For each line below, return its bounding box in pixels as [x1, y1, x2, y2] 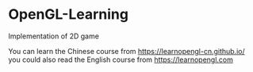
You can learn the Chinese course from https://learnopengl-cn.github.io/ [8, 46, 246, 56]
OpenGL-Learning [8, 5, 129, 23]
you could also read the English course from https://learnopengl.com [8, 55, 234, 64]
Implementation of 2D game [8, 31, 99, 41]
